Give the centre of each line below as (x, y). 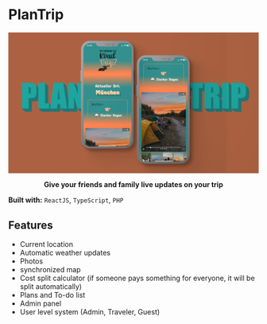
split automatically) (50, 287)
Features (31, 225)
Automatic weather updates (65, 253)
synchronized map (50, 270)
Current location (46, 244)
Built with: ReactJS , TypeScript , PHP (66, 200)
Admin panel (41, 303)
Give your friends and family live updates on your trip (133, 185)
